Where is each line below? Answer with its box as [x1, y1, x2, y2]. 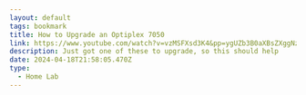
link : [9, 38, 30, 48]
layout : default [9, 13, 71, 23]
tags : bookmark [9, 22, 67, 31]
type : [9, 64, 30, 73]
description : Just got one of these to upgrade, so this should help [9, 47, 280, 56]
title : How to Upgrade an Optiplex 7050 [9, 30, 166, 39]
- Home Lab [17, 72, 59, 81]
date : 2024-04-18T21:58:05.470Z [9, 55, 132, 64]
